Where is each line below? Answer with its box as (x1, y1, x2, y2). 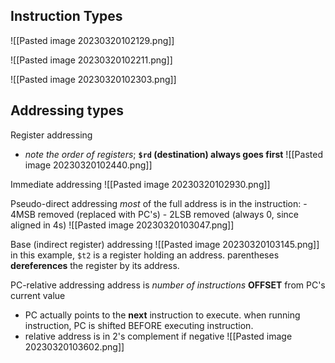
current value (10, 289, 66, 301)
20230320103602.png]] (24, 340, 125, 353)
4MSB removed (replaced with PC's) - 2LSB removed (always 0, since (10, 208, 299, 220)
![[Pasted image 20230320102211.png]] (10, 54, 173, 66)
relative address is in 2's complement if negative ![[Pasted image (24, 330, 293, 342)
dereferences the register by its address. (10, 259, 180, 271)
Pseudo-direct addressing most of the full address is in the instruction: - (10, 197, 308, 209)
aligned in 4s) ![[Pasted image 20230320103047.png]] (10, 219, 235, 231)
